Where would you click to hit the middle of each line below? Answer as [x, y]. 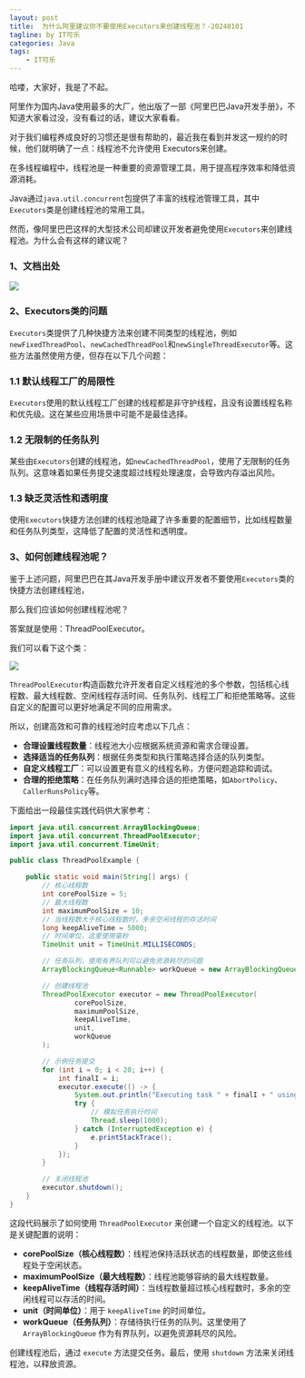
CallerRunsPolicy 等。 [63, 790]
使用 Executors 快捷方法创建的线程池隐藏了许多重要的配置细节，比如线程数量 [151, 520]
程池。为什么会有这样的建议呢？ [69, 240]
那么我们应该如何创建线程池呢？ [69, 609]
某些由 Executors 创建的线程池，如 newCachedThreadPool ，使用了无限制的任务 [150, 461]
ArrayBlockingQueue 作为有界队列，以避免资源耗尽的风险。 [132, 1333]
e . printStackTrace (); [131, 1137]
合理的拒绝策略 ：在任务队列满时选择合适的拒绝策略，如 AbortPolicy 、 [152, 779]
